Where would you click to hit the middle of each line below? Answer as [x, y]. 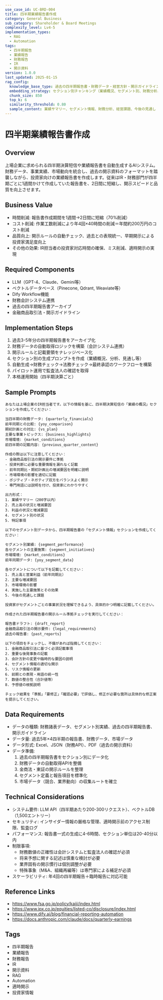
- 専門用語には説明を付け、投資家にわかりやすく [47, 485]
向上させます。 [28, 189]
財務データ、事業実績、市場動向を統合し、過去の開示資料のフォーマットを [79, 171]
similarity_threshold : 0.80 [38, 105]
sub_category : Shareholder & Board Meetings [51, 23]
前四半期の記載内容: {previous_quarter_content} [52, 445]
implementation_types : [28, 32]
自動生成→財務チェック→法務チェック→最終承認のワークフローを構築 [82, 364]
